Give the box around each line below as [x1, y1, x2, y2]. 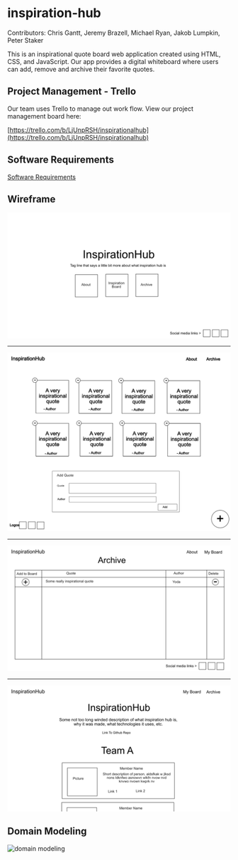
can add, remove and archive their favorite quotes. [7, 65, 155, 73]
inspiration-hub [7, 5, 101, 21]
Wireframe [7, 193, 56, 205]
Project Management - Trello [7, 85, 137, 97]
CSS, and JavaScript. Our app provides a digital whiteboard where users [7, 57, 219, 65]
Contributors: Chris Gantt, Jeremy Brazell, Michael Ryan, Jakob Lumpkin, [7, 28, 220, 37]
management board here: [7, 111, 81, 120]
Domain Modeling [7, 825, 87, 837]
